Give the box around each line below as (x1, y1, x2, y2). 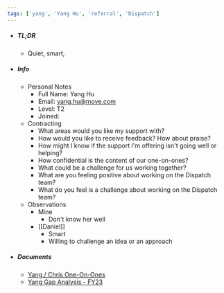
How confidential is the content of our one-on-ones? (37, 156, 189, 164)
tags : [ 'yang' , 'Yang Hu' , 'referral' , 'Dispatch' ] (7, 10, 160, 17)
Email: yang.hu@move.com (37, 97, 117, 105)
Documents (17, 253, 52, 261)
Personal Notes (27, 82, 72, 91)
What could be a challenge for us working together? (37, 163, 187, 172)
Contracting (27, 119, 62, 127)
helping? (37, 148, 63, 157)
